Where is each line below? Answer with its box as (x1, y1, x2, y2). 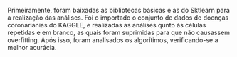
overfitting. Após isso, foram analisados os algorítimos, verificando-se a (7, 36, 218, 44)
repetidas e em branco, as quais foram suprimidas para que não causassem (7, 28, 230, 37)
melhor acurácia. (7, 44, 57, 51)
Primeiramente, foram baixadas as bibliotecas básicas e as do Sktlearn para (7, 6, 230, 14)
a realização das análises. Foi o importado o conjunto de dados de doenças (7, 13, 229, 22)
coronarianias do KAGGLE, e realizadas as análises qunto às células (7, 21, 206, 29)
